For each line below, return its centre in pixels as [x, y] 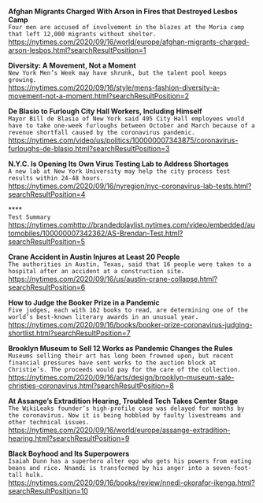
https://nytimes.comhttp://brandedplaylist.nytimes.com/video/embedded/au [132, 225]
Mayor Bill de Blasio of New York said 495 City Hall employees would [126, 119]
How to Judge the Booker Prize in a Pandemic [84, 303]
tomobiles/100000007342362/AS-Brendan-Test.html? [96, 233]
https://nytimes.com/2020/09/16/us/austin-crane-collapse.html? [113, 279]
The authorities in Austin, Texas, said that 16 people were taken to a [130, 264]
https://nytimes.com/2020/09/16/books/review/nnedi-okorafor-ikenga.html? [132, 483]
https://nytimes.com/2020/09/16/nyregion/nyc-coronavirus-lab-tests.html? [130, 186]
